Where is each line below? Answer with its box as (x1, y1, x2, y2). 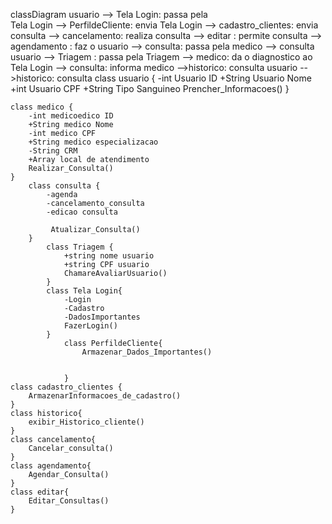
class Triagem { (46, 242, 114, 252)
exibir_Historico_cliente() (28, 417, 145, 427)
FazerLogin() (63, 321, 118, 331)
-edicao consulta (46, 207, 118, 217)
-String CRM (28, 146, 78, 156)
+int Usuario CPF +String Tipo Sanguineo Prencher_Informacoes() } (10, 83, 290, 94)
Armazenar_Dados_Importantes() (81, 347, 213, 357)
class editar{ (10, 487, 70, 497)
